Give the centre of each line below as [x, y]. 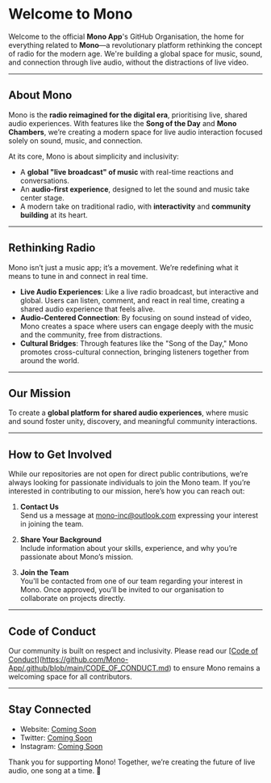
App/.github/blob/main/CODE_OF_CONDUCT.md [89, 668]
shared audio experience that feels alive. [88, 309]
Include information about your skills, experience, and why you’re [129, 548]
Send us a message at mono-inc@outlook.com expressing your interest [139, 515]
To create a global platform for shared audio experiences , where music [128, 413]
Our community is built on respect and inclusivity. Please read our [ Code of [133, 651]
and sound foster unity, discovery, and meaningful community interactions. [133, 421]
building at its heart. [54, 214]
